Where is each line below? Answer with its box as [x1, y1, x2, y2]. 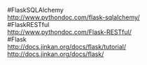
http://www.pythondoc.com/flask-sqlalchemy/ [7, 13, 140, 21]
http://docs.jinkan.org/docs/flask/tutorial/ [7, 43, 127, 50]
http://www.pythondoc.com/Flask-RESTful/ [7, 28, 132, 36]
